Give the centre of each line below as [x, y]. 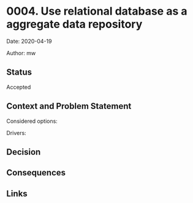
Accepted [19, 87]
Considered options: [32, 121]
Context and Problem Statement [69, 106]
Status [19, 72]
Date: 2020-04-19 [29, 41]
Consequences [36, 173]
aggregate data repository [74, 24]
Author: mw [21, 53]
